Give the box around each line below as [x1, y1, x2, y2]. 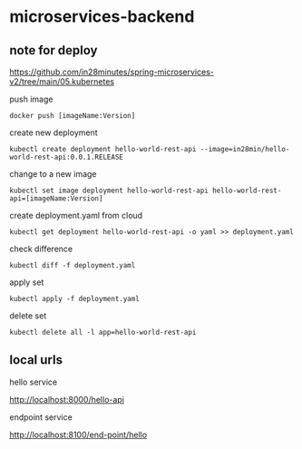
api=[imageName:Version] [9, 194, 103, 203]
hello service [9, 376, 58, 387]
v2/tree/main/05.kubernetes [9, 76, 115, 87]
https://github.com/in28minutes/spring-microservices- [9, 66, 215, 77]
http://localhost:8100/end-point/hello [9, 429, 148, 440]
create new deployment [9, 127, 98, 138]
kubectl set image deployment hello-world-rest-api [9, 186, 209, 195]
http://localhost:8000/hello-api [9, 394, 125, 405]
